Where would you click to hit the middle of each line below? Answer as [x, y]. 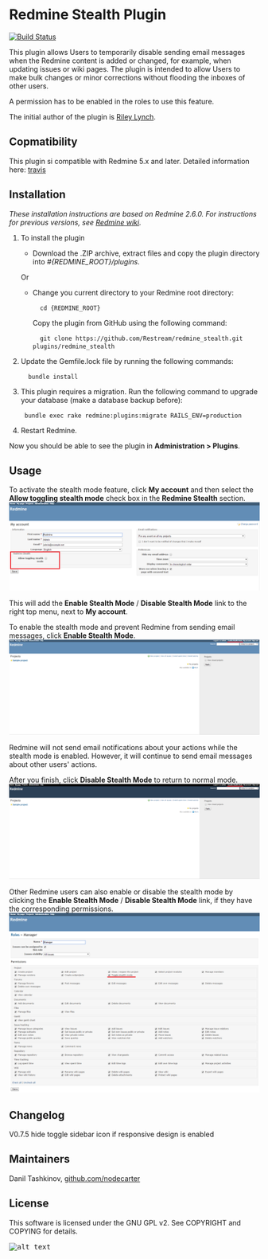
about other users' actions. [53, 764]
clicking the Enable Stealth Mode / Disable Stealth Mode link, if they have [131, 900]
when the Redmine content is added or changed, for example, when [120, 61]
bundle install [53, 377]
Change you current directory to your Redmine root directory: [133, 292]
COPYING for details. [43, 1231]
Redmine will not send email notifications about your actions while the [123, 747]
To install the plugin [52, 237]
